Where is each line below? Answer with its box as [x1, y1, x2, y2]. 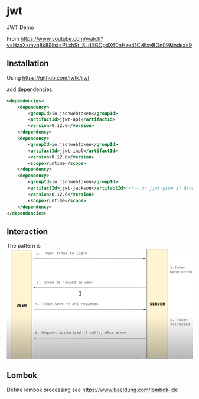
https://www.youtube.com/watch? [20, 35, 104, 42]
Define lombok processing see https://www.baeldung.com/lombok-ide [6, 386, 178, 393]
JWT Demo [6, 24, 34, 31]
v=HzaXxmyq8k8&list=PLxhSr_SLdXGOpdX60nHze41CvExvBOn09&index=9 [6, 41, 193, 48]
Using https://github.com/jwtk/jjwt [6, 74, 90, 81]
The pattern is [6, 242, 41, 249]
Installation [6, 59, 49, 69]
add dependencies [6, 86, 53, 93]
